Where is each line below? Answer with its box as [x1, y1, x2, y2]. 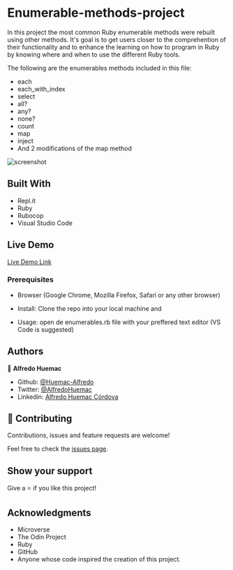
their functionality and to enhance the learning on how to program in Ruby [7, 43, 220, 51]
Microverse [17, 525, 50, 534]
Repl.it [17, 196, 36, 205]
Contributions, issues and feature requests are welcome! [7, 431, 170, 439]
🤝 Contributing [7, 413, 73, 425]
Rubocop [17, 211, 44, 219]
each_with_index [17, 85, 66, 93]
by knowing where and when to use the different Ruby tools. [7, 50, 181, 59]
